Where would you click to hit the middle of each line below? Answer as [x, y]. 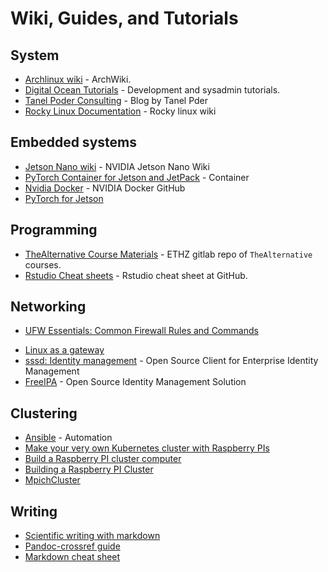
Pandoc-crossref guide [72, 546]
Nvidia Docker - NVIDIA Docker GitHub [105, 188]
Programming [54, 230]
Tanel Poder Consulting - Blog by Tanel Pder [116, 100]
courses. [43, 264]
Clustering [44, 413]
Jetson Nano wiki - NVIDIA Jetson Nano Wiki [117, 166]
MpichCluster [52, 480]
